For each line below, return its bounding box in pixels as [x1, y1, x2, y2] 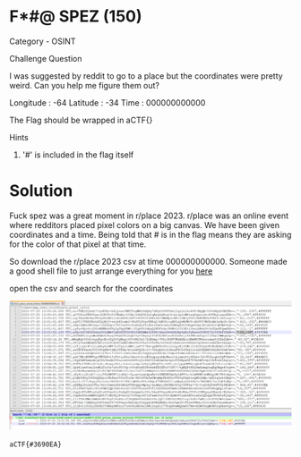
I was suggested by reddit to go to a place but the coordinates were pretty [9, 70, 284, 81]
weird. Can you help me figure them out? [9, 80, 159, 90]
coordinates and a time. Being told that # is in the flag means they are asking [9, 229, 292, 240]
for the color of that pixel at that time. [9, 239, 147, 250]
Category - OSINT [9, 36, 76, 47]
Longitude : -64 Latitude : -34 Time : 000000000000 [9, 97, 206, 108]
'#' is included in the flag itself [21, 149, 134, 160]
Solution [9, 181, 73, 201]
